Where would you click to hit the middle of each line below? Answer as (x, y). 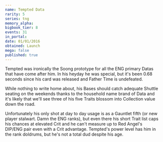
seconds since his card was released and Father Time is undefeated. (74, 79)
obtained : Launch (23, 46)
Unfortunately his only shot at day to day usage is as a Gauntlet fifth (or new (81, 114)
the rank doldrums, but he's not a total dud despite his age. (64, 134)
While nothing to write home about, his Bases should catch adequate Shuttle (81, 89)
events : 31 (16, 32)
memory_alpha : (19, 23)
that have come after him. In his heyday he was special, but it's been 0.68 (79, 74)
